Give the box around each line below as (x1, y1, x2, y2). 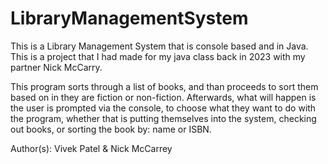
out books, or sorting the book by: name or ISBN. (10, 123, 212, 135)
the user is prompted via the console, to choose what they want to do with (10, 102, 317, 114)
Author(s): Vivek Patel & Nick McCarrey (10, 142, 173, 154)
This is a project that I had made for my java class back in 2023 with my (10, 50, 306, 62)
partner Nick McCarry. (10, 61, 103, 73)
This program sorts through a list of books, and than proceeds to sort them (10, 80, 319, 92)
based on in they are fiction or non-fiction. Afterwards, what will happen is (10, 91, 317, 103)
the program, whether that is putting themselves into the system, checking (10, 112, 317, 124)
